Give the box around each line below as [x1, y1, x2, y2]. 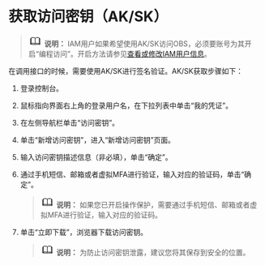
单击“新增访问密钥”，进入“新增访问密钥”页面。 [19, 135, 176, 144]
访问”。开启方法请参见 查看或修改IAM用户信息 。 [52, 49, 212, 58]
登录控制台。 [19, 83, 63, 93]
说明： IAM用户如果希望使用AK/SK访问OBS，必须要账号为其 [44, 38, 246, 49]
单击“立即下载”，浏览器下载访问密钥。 [19, 227, 148, 237]
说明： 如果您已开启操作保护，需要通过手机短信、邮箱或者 [56, 199, 250, 209]
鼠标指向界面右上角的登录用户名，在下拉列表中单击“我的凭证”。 [19, 100, 233, 110]
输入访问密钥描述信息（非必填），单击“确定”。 [19, 152, 173, 162]
